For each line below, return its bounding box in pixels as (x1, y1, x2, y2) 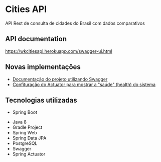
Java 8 (12, 119, 27, 125)
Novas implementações (5, 63, 81, 71)
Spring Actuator (12, 151, 46, 157)
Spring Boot (12, 109, 38, 115)
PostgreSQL (12, 140, 38, 146)
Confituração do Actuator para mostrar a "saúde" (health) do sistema (12, 82, 156, 88)
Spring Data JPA (12, 135, 47, 141)
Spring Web (12, 130, 37, 136)
